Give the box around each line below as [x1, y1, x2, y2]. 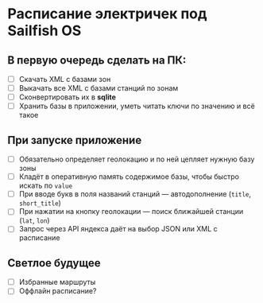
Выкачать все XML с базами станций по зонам [18, 84, 179, 93]
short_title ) [18, 198, 61, 208]
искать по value [18, 181, 73, 191]
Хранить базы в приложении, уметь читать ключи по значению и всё [18, 101, 255, 111]
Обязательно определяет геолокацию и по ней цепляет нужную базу [18, 154, 255, 164]
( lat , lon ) [18, 216, 50, 225]
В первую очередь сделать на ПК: [7, 53, 187, 67]
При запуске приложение [7, 133, 142, 147]
